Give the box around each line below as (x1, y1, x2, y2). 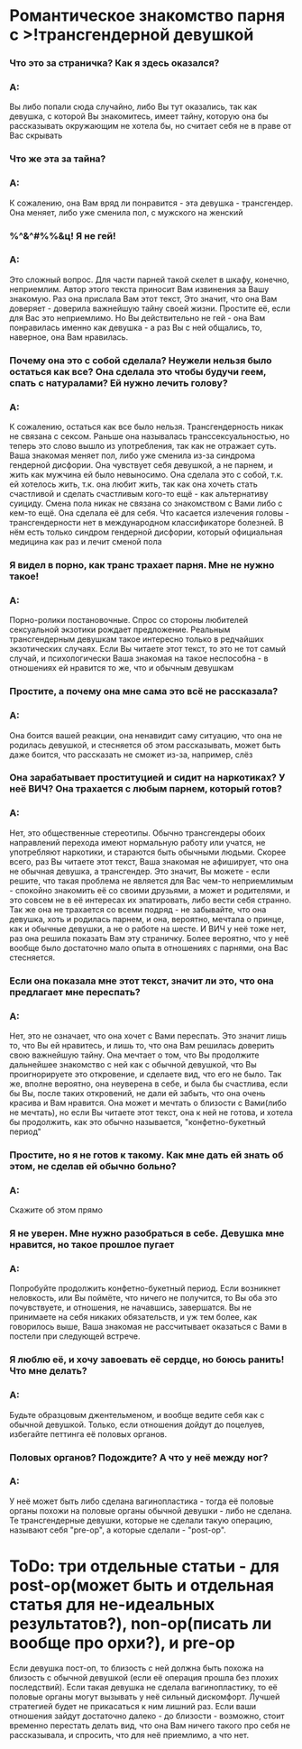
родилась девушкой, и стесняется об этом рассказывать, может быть (9, 739, 281, 750)
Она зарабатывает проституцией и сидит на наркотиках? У (9, 772, 286, 784)
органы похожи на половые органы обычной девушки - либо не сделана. (9, 1505, 293, 1515)
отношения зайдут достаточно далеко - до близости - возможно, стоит (9, 1710, 286, 1721)
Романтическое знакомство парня (9, 5, 286, 26)
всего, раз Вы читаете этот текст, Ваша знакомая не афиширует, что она (9, 856, 289, 866)
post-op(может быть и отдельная (9, 1575, 275, 1596)
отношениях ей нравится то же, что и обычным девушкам (9, 663, 234, 673)
